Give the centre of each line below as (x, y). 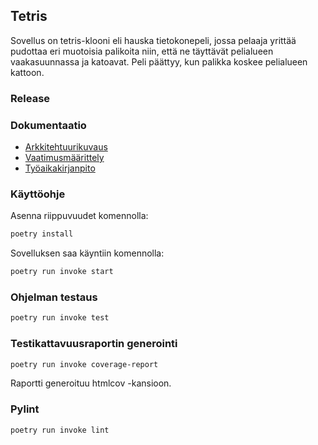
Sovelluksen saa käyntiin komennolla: (87, 253)
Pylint (25, 409)
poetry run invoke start (62, 272)
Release (30, 98)
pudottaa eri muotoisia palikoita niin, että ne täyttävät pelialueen (142, 51)
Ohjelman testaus (54, 297)
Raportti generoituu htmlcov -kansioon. (91, 383)
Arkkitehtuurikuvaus (66, 147)
